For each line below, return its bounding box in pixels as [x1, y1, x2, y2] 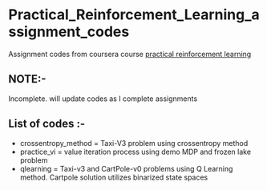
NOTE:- [8, 72, 47, 86]
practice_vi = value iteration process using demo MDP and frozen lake [19, 147, 251, 156]
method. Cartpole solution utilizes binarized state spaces [19, 172, 208, 182]
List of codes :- [8, 117, 86, 131]
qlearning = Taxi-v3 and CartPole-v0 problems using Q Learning [19, 164, 233, 173]
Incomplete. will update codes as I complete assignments [8, 94, 198, 103]
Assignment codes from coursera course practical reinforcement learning [8, 49, 252, 59]
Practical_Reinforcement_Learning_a [8, 6, 261, 24]
